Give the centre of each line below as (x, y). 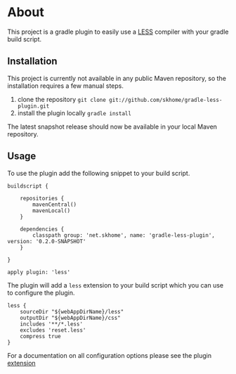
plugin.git (33, 106)
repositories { (42, 198)
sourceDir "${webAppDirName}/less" (72, 311)
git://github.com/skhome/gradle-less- (165, 100)
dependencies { (42, 229)
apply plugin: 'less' (39, 272)
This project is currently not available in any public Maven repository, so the (117, 78)
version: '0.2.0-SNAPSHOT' (47, 241)
